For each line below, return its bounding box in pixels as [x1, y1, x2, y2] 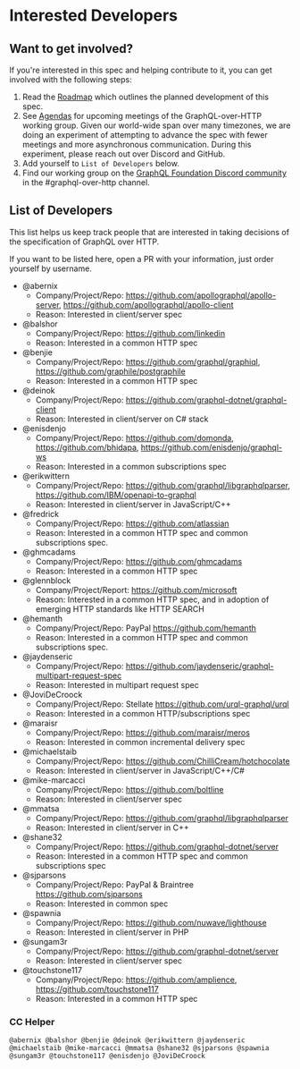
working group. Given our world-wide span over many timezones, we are [21, 120, 291, 131]
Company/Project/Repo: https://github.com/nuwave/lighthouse [35, 917, 267, 928]
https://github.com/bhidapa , [35, 442, 139, 453]
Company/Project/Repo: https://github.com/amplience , [35, 974, 237, 985]
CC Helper [9, 1015, 55, 1028]
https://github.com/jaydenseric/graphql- [125, 660, 274, 671]
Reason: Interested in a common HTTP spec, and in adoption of [35, 594, 270, 605]
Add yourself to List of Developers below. [21, 158, 180, 168]
